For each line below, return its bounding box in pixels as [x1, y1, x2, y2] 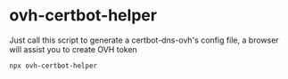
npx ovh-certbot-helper [9, 61, 98, 70]
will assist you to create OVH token [9, 43, 138, 54]
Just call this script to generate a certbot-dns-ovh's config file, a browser [9, 35, 279, 45]
